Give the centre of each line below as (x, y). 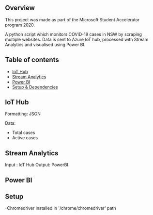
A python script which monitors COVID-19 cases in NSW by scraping (73, 34)
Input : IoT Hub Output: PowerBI (37, 165)
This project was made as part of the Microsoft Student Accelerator (72, 19)
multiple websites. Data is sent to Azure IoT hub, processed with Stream (77, 39)
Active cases (25, 138)
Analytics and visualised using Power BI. (45, 44)
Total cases (23, 132)
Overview (20, 8)
